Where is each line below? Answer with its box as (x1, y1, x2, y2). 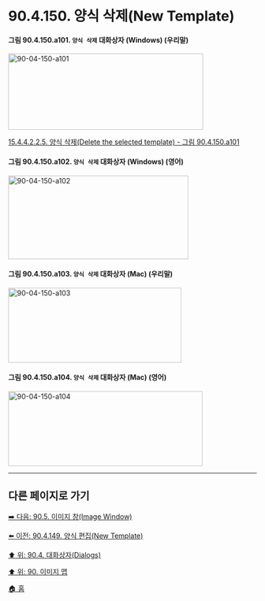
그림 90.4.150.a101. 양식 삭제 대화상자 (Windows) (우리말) (8, 35, 189, 44)
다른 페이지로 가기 (8, 489, 90, 503)
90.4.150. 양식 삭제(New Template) (8, 7, 235, 25)
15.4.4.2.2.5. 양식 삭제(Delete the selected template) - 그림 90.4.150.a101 (8, 137, 240, 147)
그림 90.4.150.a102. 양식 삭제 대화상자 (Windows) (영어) (8, 157, 184, 166)
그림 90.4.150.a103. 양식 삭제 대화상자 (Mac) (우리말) (8, 269, 174, 279)
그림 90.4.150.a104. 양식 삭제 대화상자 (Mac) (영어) (8, 373, 167, 382)
